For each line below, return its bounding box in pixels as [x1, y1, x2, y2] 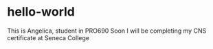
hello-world [7, 4, 76, 20]
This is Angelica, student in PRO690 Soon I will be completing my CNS [7, 27, 207, 35]
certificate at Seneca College [7, 33, 89, 42]
